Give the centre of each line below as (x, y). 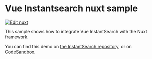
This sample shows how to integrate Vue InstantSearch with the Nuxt (76, 31)
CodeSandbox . (20, 52)
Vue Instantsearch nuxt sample (72, 9)
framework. (17, 37)
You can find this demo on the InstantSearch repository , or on (69, 46)
